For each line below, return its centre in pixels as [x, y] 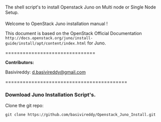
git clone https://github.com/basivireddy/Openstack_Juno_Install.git [80, 115]
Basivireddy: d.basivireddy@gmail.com [46, 72]
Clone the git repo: [25, 105]
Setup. [12, 12]
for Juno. [97, 43]
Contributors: [20, 62]
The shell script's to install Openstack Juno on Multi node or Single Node [81, 7]
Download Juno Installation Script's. [51, 95]
